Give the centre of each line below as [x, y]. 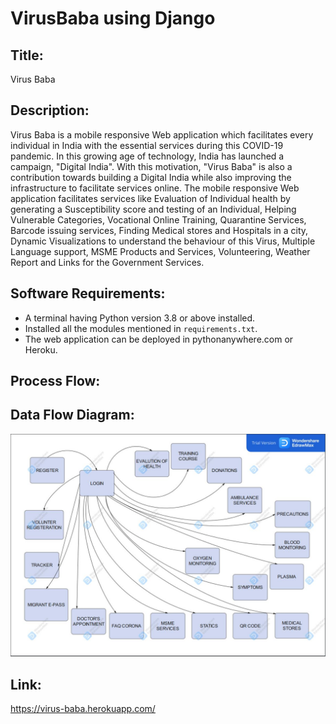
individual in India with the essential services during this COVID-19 [147, 145]
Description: [50, 110]
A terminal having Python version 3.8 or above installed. [140, 318]
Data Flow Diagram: [72, 415]
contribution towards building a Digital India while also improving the [151, 177]
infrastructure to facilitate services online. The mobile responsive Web [155, 188]
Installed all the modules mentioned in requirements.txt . [141, 328]
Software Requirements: [88, 293]
